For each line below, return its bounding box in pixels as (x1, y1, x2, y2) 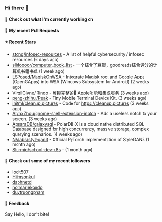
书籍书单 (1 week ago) (20, 68, 65, 74)
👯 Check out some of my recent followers (5, 158, 90, 164)
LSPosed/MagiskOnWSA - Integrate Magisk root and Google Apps (12, 74, 145, 79)
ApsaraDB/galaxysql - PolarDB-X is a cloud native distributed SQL (12, 121, 144, 127)
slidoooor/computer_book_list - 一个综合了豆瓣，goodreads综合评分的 (12, 63, 153, 68)
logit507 (12, 169, 29, 174)
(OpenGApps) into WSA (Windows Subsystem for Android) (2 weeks (12, 79, 149, 85)
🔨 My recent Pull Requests (5, 28, 59, 33)
